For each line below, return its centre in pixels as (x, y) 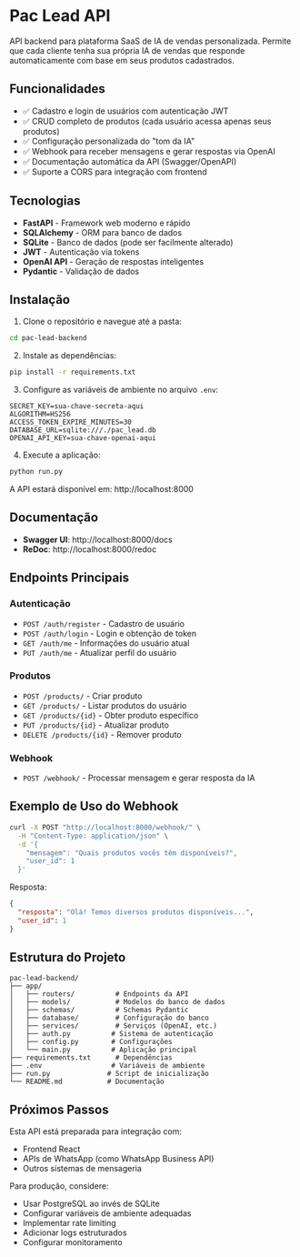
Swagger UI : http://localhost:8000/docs (97, 539)
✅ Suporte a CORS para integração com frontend (115, 171)
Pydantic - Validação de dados (81, 271)
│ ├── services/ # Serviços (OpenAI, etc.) (114, 1026)
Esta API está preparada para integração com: (96, 1131)
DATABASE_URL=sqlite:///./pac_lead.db (83, 430)
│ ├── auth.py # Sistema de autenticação (111, 1034)
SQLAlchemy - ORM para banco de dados (102, 232)
